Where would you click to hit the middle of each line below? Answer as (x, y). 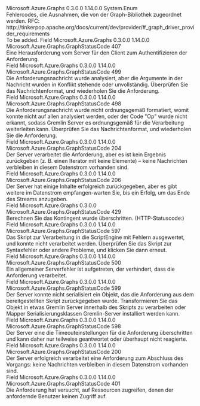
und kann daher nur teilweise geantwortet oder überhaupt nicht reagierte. (97, 339)
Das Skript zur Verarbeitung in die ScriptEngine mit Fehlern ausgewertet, (96, 237)
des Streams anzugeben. (37, 199)
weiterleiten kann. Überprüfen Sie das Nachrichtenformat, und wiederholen (99, 129)
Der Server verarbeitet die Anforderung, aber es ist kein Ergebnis (86, 154)
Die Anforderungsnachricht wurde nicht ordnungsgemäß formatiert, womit (98, 110)
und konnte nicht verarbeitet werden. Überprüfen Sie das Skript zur (89, 243)
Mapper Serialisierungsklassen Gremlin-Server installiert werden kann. (93, 313)
